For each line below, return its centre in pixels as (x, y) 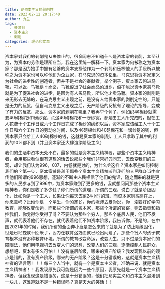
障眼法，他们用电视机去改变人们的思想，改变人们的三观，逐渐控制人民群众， (82, 245)
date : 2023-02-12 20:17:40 (33, 14)
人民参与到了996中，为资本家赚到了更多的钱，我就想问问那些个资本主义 (86, 183)
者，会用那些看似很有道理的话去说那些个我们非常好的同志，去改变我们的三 (80, 159)
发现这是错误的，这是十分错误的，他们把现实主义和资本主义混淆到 (93, 275)
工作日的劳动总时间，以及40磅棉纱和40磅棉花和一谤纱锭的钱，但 (92, 130)
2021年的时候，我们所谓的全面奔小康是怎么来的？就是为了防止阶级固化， (83, 226)
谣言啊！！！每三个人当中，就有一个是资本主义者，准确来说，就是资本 (89, 263)
